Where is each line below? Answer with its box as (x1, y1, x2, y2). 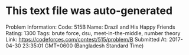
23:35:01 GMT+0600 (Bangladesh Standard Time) (22, 42, 144, 49)
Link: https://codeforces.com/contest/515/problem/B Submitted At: (5, 36, 168, 43)
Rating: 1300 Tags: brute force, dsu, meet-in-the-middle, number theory (5, 29, 181, 36)
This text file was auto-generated (5, 4, 172, 18)
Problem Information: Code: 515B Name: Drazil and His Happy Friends (5, 23, 175, 30)
